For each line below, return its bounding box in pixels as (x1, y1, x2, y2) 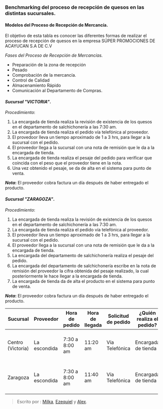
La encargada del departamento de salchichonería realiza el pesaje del (12, 252, 154, 258)
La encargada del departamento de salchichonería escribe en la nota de (12, 262, 156, 268)
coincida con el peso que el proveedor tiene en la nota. (12, 160, 122, 166)
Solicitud (108, 312, 130, 319)
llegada (84, 322, 102, 328)
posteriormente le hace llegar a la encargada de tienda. (12, 273, 123, 279)
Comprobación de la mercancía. (12, 72, 77, 78)
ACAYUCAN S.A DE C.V (5, 43, 52, 49)
